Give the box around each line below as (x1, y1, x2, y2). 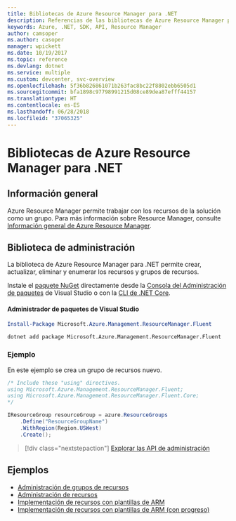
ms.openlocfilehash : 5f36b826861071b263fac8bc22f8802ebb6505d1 (7, 82, 197, 89)
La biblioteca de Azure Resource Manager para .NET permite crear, (7, 260, 202, 269)
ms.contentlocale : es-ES (7, 102, 80, 109)
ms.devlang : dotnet (7, 62, 65, 70)
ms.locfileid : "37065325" (7, 114, 83, 121)
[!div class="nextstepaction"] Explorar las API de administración (24, 444, 210, 452)
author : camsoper (7, 29, 58, 37)
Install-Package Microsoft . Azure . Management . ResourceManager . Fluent (7, 320, 212, 327)
